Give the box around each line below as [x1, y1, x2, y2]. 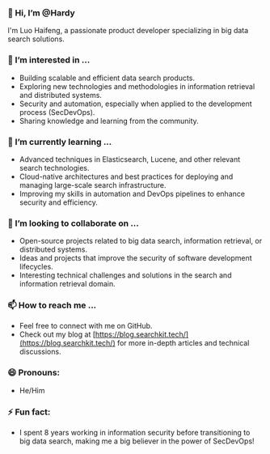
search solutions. [7, 34, 65, 44]
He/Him [19, 385, 45, 395]
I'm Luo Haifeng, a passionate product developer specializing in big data [7, 26, 249, 36]
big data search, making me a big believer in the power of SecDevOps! [19, 436, 255, 446]
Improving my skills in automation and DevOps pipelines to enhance [19, 189, 246, 198]
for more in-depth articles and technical [116, 338, 250, 348]
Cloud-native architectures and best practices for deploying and [19, 172, 234, 181]
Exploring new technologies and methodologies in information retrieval [19, 81, 255, 91]
